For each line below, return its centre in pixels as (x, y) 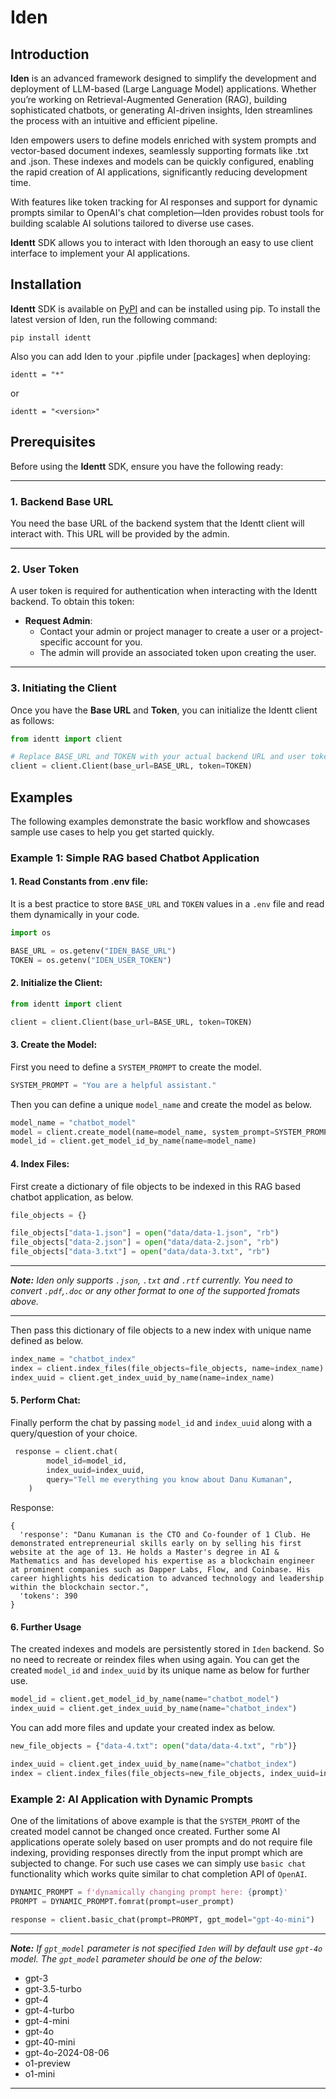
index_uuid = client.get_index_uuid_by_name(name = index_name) (142, 1377)
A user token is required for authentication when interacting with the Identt (164, 591)
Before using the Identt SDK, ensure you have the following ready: (147, 466)
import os (31, 933)
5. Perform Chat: (45, 1400)
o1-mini (40, 2073)
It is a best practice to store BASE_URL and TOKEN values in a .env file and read (167, 904)
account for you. (108, 642)
